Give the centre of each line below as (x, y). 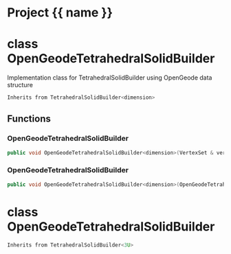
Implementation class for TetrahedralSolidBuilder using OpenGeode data (110, 78)
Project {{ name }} (60, 13)
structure (20, 85)
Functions (29, 119)
